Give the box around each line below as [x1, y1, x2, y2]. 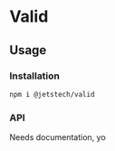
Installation [9, 70, 61, 82]
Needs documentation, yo [9, 132, 106, 143]
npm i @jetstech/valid [9, 90, 95, 99]
